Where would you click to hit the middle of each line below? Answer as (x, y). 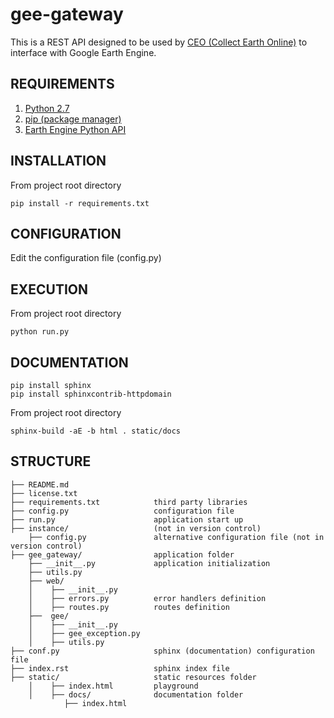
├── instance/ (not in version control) (136, 528)
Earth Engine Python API (75, 129)
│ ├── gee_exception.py (84, 633)
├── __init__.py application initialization (149, 563)
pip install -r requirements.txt (80, 203)
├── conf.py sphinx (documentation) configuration (162, 651)
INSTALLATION (58, 161)
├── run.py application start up (127, 519)
